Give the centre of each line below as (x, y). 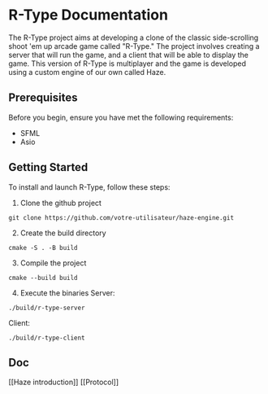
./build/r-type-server (47, 308)
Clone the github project (61, 203)
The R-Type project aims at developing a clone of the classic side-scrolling (134, 37)
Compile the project (53, 263)
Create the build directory (63, 233)
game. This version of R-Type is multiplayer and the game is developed (127, 63)
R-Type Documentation (89, 15)
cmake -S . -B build (43, 247)
